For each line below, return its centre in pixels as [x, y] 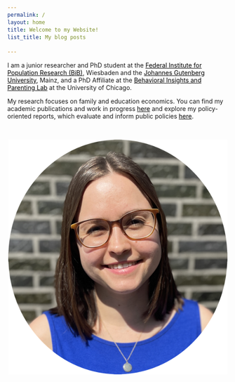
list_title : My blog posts [47, 37]
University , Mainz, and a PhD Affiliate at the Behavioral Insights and [105, 80]
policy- [208, 109]
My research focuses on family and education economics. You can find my [115, 101]
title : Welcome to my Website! [53, 29]
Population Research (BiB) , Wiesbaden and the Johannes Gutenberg [106, 73]
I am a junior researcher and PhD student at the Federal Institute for [105, 65]
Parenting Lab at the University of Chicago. [69, 88]
